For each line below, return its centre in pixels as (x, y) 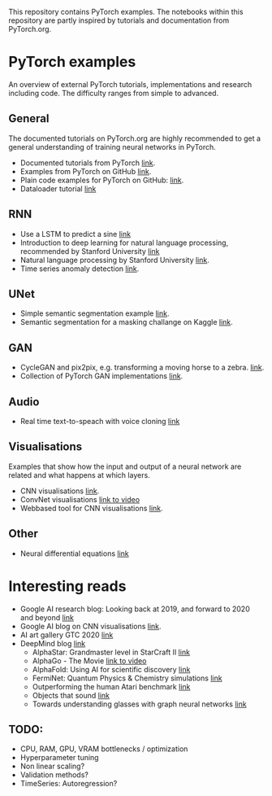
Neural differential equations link (74, 553)
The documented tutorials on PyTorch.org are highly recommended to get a (135, 138)
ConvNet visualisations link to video (80, 499)
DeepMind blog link (53, 643)
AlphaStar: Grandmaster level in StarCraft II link (111, 652)
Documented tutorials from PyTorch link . (88, 163)
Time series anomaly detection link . (80, 269)
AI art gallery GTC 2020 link (67, 635)
